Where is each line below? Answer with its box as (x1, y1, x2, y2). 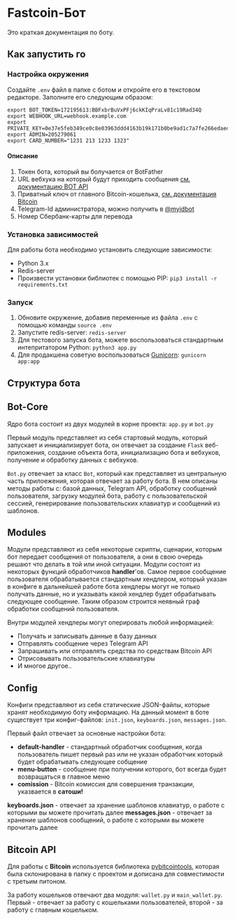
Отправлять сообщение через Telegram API (17, 639, 148, 648)
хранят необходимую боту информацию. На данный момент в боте (7, 708, 210, 716)
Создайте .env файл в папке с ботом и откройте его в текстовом (7, 86, 201, 94)
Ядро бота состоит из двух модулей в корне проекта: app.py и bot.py (7, 419, 214, 428)
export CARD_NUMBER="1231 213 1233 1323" (7, 137, 130, 144)
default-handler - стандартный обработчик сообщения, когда (17, 743, 203, 751)
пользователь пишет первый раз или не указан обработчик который (17, 750, 223, 758)
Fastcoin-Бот (7, 5, 86, 21)
